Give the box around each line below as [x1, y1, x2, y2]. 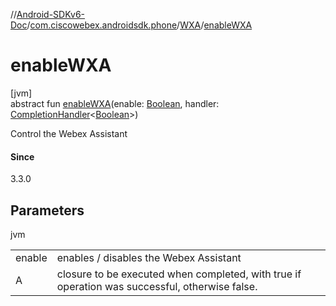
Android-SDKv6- [16, 9, 86, 20]
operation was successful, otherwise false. [56, 279, 258, 293]
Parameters [10, 202, 85, 219]
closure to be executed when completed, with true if [56, 267, 302, 281]
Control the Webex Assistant [10, 127, 128, 139]
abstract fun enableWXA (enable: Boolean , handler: [10, 97, 220, 109]
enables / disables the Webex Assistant [56, 250, 242, 264]
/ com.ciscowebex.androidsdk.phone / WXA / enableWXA [26, 19, 253, 31]
